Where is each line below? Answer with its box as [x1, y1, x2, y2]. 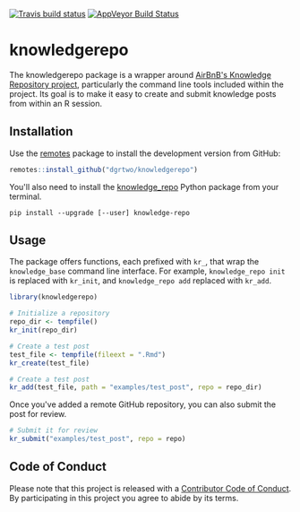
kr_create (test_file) [9, 359, 90, 368]
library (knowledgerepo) [9, 292, 99, 302]
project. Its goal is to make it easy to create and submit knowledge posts [9, 88, 277, 99]
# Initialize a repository [9, 309, 110, 318]
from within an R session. [9, 98, 103, 108]
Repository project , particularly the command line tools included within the [9, 79, 284, 90]
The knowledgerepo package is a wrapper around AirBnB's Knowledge [9, 69, 271, 80]
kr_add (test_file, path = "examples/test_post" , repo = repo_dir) [9, 383, 262, 392]
